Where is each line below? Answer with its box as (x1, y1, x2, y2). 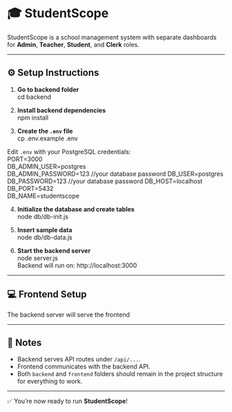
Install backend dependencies (17, 106, 106, 114)
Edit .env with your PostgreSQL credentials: (7, 147, 131, 156)
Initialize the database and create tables (17, 205, 135, 213)
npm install (17, 113, 49, 122)
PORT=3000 (7, 155, 43, 163)
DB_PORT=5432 (7, 184, 54, 192)
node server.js (17, 254, 59, 262)
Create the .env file (17, 127, 73, 135)
